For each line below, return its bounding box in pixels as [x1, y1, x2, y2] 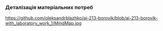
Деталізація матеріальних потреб [5, 4, 93, 11]
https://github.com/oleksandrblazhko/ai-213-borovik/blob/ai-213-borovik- [5, 15, 158, 21]
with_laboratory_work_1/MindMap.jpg [5, 20, 82, 26]
